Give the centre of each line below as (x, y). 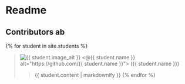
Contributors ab (35, 32)
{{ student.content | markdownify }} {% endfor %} (95, 75)
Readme (26, 10)
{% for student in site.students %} (47, 46)
